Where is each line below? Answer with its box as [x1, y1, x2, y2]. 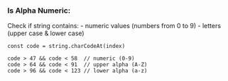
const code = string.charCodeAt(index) [7, 43, 126, 50]
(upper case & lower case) [7, 29, 85, 37]
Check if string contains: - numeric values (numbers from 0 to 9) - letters [7, 22, 222, 30]
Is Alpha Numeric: [7, 6, 71, 15]
